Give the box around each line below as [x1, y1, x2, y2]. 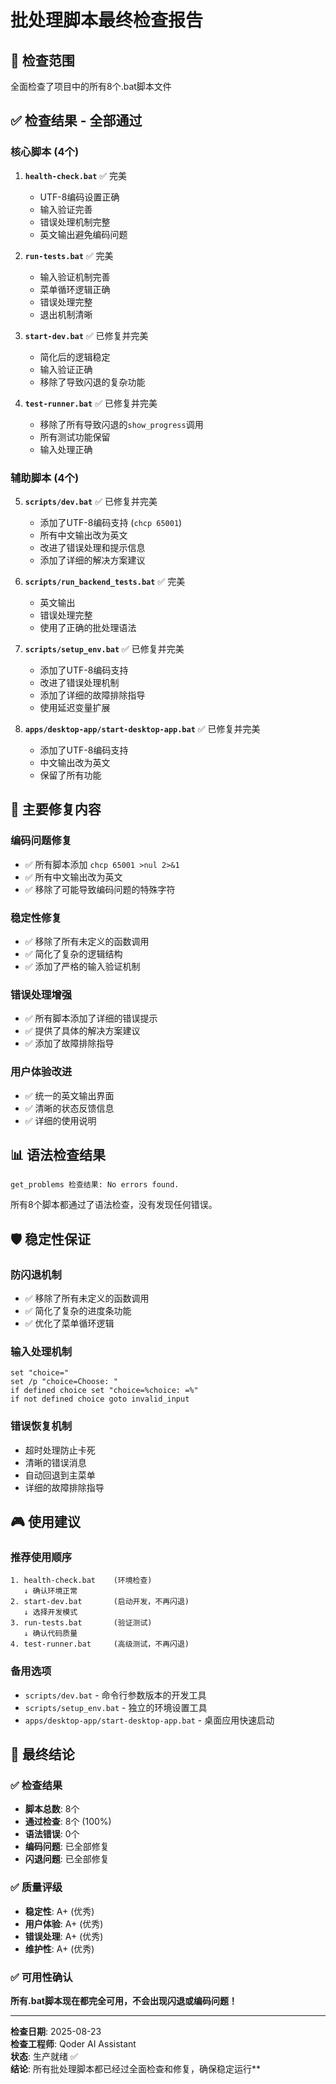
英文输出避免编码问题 [39, 228, 128, 240]
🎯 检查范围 [10, 52, 75, 69]
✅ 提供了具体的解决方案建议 [24, 1025, 141, 1037]
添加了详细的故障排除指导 [39, 689, 146, 701]
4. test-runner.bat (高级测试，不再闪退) [10, 1639, 190, 1650]
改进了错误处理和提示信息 [39, 541, 146, 553]
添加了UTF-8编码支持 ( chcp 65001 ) [39, 516, 183, 528]
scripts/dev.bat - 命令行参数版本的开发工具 [24, 1689, 207, 1701]
